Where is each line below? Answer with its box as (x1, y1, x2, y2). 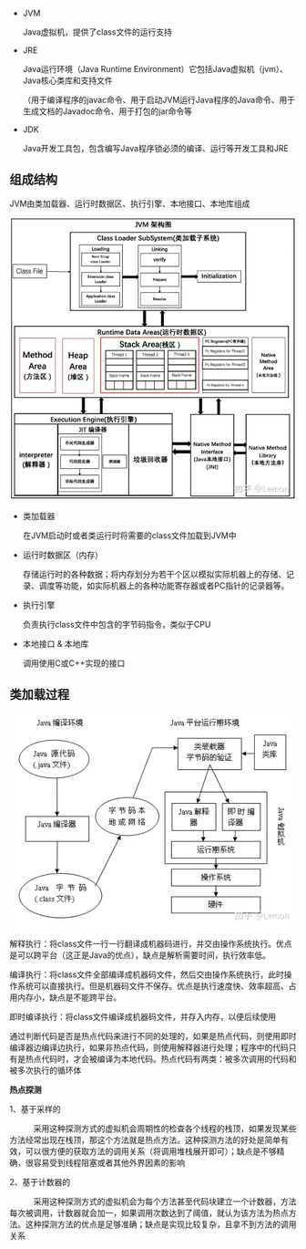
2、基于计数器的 (9, 1176, 71, 1187)
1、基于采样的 (9, 1103, 61, 1114)
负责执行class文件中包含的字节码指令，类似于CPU (22, 619, 211, 630)
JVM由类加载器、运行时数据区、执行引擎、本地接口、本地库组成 (9, 198, 250, 209)
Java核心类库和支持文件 (22, 75, 114, 86)
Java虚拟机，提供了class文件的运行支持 (22, 26, 173, 37)
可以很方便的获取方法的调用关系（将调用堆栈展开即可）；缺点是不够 (25, 1145, 277, 1157)
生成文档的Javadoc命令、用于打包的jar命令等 (22, 106, 193, 117)
